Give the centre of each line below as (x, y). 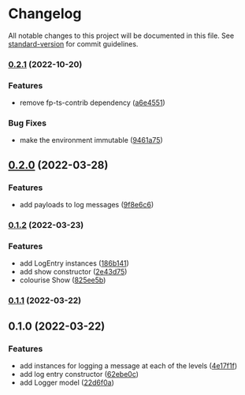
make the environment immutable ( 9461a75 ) (91, 140)
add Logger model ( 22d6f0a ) (67, 382)
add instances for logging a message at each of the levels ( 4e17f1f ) (128, 365)
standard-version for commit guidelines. (73, 43)
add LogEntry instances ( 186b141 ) (74, 263)
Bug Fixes (28, 123)
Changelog (45, 14)
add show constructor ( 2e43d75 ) (73, 272)
